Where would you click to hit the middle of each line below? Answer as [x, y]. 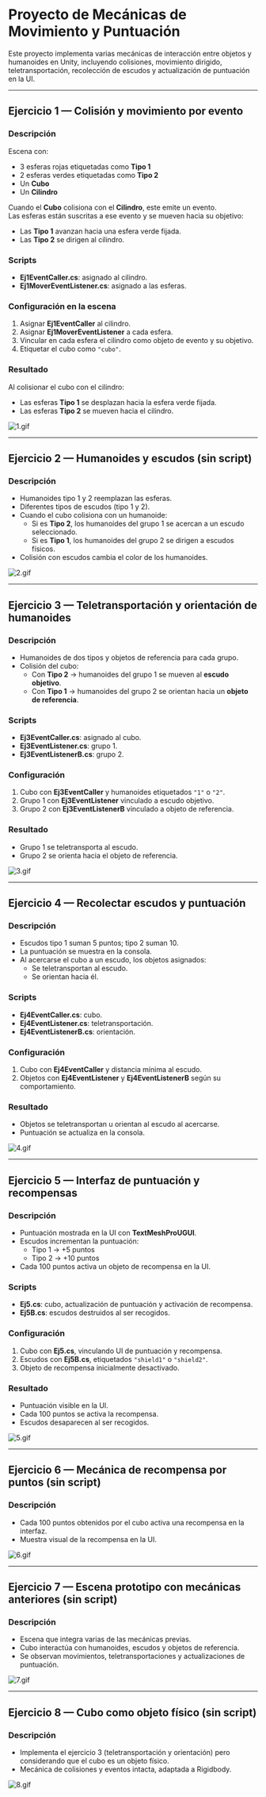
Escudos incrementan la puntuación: [79, 1241]
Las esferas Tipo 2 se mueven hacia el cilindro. [97, 411]
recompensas [43, 1193]
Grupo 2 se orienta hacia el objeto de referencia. [99, 855]
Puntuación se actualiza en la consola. [82, 1132]
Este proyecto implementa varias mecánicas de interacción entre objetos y [130, 53]
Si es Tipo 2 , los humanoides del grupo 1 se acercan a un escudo [138, 524]
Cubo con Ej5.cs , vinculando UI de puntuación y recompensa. [121, 1351]
